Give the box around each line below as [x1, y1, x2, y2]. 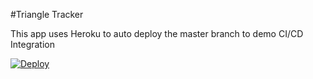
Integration [10, 39, 55, 50]
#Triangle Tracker [10, 9, 84, 20]
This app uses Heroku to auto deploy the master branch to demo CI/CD [10, 28, 304, 39]
